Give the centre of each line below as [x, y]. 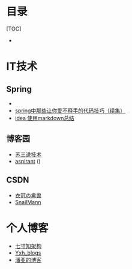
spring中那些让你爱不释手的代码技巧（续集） [70, 110]
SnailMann [28, 202]
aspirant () [28, 161]
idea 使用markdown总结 [45, 118]
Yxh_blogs [28, 253]
